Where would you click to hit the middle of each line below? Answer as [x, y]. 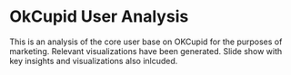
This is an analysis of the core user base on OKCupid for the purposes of [146, 42]
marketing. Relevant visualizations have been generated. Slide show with [146, 51]
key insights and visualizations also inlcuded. [94, 61]
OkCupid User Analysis [99, 17]
